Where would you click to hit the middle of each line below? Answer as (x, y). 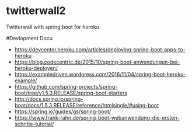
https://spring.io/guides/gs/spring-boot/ (63, 111)
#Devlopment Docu (29, 38)
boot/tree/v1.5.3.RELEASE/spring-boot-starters (71, 93)
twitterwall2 (36, 11)
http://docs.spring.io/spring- (49, 99)
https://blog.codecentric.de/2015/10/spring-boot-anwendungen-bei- (97, 62)
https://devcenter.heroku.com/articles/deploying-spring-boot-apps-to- (100, 49)
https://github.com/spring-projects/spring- (66, 86)
